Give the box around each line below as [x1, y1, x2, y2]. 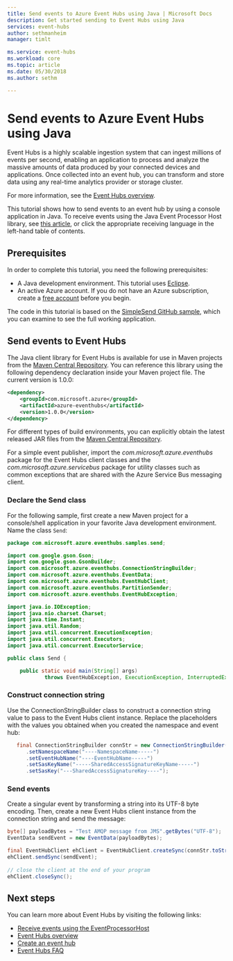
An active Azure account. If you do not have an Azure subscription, [17, 287, 209, 295]
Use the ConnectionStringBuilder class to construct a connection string [7, 706, 211, 714]
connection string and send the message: [7, 815, 126, 823]
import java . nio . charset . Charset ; [7, 610, 107, 617]
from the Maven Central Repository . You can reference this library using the [7, 361, 223, 370]
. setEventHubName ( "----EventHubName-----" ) [25, 754, 154, 762]
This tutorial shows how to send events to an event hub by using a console [7, 205, 221, 213]
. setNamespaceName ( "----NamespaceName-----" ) [25, 748, 159, 755]
